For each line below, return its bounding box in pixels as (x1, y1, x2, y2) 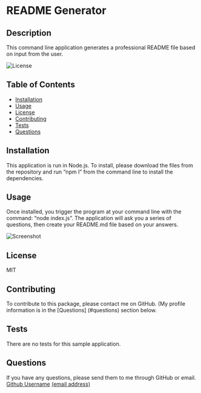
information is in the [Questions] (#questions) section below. (6, 307, 157, 314)
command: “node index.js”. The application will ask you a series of (6, 215, 172, 222)
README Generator (6, 4, 107, 18)
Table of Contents (6, 79, 76, 90)
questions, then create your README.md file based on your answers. (6, 221, 179, 228)
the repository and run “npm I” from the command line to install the (6, 168, 174, 175)
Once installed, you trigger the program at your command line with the (6, 208, 182, 215)
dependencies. (6, 174, 44, 182)
